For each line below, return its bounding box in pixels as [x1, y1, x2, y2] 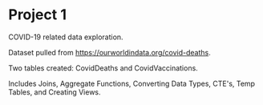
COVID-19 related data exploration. [8, 32, 123, 42]
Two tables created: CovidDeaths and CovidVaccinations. [8, 63, 198, 73]
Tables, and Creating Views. [8, 87, 102, 97]
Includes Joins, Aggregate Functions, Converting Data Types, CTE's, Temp [8, 79, 255, 88]
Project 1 [8, 6, 67, 24]
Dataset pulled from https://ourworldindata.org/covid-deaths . [8, 47, 211, 57]
